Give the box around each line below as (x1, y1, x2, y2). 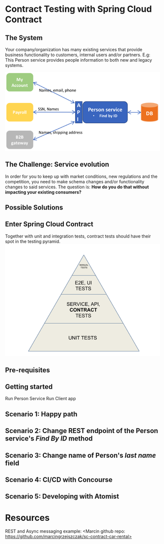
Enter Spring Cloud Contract (5, 220, 94, 229)
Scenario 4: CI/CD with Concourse (5, 476, 113, 484)
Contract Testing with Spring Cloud (5, 3, 152, 15)
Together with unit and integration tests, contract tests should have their (5, 233, 151, 239)
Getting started (5, 383, 53, 391)
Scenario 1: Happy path (5, 410, 78, 418)
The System (5, 34, 43, 42)
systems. (5, 63, 24, 68)
